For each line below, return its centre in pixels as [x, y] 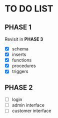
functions [22, 60]
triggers [20, 71]
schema [20, 49]
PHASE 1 [18, 27]
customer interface [31, 111]
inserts [19, 54]
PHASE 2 [19, 87]
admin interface [28, 105]
